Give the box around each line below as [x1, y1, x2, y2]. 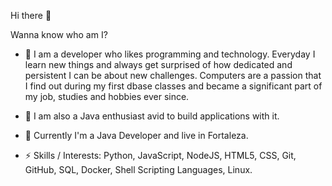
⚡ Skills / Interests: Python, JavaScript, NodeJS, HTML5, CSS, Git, [24, 150, 297, 161]
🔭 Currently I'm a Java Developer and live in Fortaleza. [24, 130, 249, 141]
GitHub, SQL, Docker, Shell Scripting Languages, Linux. [24, 164, 253, 175]
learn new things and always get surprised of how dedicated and [24, 59, 293, 70]
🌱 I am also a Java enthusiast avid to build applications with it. [24, 110, 280, 122]
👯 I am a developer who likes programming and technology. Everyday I [24, 48, 316, 60]
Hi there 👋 [10, 10, 52, 21]
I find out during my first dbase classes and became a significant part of [24, 80, 323, 92]
